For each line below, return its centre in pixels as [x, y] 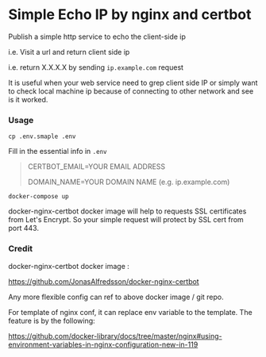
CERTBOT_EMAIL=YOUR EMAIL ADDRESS [96, 167]
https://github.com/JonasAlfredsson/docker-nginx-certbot [104, 281]
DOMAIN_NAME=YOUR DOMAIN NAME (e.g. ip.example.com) [129, 182]
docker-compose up [39, 197]
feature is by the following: [52, 321]
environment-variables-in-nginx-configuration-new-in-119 [103, 344]
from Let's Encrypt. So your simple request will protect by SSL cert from [126, 220]
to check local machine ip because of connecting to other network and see [131, 91]
